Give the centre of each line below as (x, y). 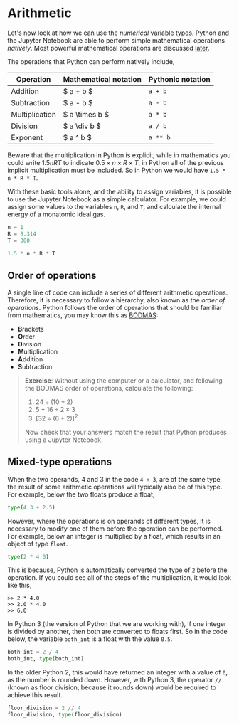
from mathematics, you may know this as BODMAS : (83, 315)
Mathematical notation (102, 79)
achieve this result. (35, 695)
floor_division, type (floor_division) (65, 715)
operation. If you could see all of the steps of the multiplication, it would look (119, 578)
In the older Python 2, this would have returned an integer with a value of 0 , (118, 672)
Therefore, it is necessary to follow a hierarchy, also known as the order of (116, 300)
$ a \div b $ (82, 126)
